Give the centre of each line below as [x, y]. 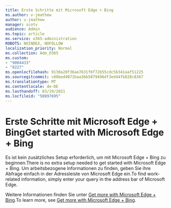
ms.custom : [17, 58]
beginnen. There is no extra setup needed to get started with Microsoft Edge [85, 163]
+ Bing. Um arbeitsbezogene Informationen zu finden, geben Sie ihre [78, 168]
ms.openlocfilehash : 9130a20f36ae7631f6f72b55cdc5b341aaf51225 [74, 72]
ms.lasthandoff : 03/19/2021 [35, 91]
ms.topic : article [25, 34]
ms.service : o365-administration [41, 39]
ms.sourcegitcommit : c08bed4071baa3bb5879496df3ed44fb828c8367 [74, 77]
